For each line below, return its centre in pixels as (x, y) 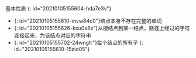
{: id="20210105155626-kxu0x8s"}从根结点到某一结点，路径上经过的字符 (102, 28)
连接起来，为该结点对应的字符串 (52, 35)
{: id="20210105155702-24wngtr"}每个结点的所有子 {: (79, 43)
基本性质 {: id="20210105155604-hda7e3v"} (59, 8)
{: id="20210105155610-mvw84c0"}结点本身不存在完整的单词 (88, 21)
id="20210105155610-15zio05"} (52, 49)
